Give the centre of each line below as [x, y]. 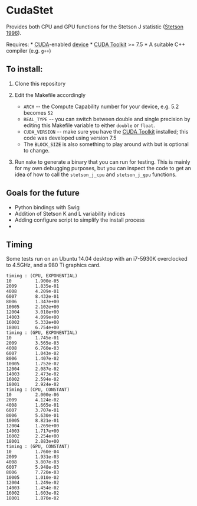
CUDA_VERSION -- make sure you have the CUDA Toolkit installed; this [106, 131]
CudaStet [30, 10]
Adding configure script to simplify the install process [80, 220]
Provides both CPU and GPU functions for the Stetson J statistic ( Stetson [95, 27]
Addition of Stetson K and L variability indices [70, 213]
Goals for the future [43, 193]
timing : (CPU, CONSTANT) [38, 390]
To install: [24, 69]
